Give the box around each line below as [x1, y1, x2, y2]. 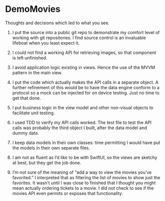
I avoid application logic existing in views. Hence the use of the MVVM [12, 64, 155, 70]
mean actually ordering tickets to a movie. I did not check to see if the [12, 185, 154, 191]
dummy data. [12, 130, 39, 136]
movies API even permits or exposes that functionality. [12, 190, 123, 196]
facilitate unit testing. [12, 110, 55, 116]
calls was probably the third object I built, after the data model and [12, 125, 147, 131]
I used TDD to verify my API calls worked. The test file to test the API [12, 119, 152, 125]
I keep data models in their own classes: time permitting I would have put [12, 140, 161, 146]
